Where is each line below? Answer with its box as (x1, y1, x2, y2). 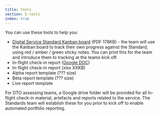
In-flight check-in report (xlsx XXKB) (12, 65, 86, 71)
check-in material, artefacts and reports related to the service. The (16, 95, 150, 101)
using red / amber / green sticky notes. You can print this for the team (12, 49, 153, 55)
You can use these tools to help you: (5, 30, 78, 36)
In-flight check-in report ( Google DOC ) (12, 59, 90, 66)
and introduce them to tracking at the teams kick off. (12, 55, 118, 60)
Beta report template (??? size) (12, 75, 74, 81)
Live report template (12, 80, 53, 86)
